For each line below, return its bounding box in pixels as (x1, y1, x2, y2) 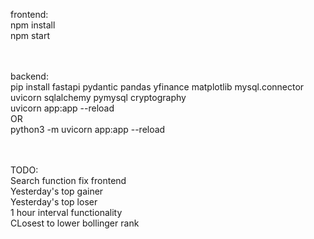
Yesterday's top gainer (10, 185, 104, 197)
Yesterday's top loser (10, 196, 98, 208)
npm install (10, 19, 56, 31)
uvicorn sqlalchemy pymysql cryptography (10, 92, 187, 103)
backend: (10, 70, 49, 82)
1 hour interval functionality (10, 207, 123, 218)
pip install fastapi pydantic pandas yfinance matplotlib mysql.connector (10, 81, 305, 93)
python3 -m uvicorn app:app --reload (10, 124, 166, 135)
